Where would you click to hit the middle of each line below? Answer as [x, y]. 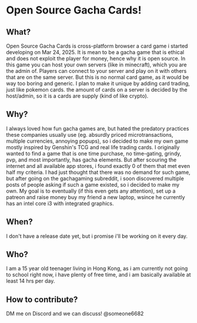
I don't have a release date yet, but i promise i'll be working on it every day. [97, 236]
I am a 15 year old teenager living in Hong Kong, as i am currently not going [97, 268]
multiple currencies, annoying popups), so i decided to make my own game [97, 141]
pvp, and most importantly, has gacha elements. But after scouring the [91, 160]
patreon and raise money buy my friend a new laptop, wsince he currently [96, 197]
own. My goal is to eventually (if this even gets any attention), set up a [91, 191]
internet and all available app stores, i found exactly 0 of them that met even [98, 166]
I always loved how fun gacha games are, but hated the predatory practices [98, 128]
